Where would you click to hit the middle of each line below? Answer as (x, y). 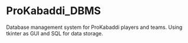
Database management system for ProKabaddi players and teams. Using (94, 27)
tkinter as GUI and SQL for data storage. (55, 33)
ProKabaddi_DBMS (54, 11)
